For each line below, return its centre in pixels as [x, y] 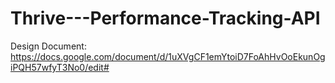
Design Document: [48, 46]
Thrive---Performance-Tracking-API [165, 18]
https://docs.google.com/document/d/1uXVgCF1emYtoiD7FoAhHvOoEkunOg [168, 56]
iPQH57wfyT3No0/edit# [60, 67]
